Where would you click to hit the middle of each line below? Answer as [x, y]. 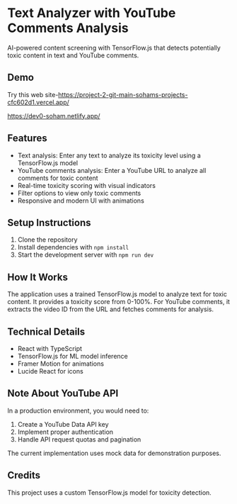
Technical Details [46, 331]
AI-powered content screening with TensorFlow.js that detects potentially [114, 47]
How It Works [38, 277]
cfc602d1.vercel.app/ [38, 102]
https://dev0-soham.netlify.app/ [54, 116]
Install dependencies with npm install [73, 247]
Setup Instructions [49, 222]
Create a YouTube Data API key [63, 424]
